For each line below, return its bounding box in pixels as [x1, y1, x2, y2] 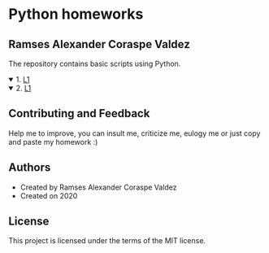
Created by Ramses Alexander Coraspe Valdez [20, 182, 177, 192]
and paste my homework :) [8, 137, 98, 146]
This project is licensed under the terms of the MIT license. [8, 236, 206, 246]
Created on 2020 [20, 190, 78, 200]
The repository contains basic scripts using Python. [8, 59, 181, 68]
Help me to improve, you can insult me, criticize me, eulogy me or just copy [8, 128, 261, 138]
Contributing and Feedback [8, 107, 150, 120]
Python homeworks [8, 5, 144, 24]
